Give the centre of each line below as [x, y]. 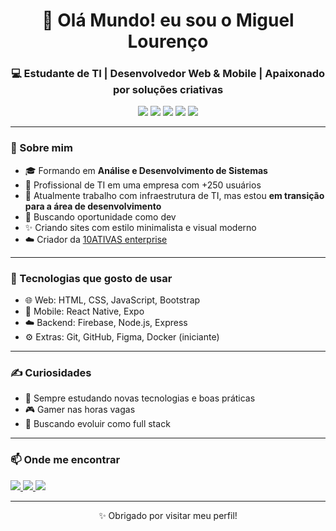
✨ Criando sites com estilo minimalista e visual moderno [140, 227]
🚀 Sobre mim [41, 148]
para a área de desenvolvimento [93, 206]
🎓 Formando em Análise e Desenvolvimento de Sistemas [146, 170]
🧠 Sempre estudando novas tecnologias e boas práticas [140, 398]
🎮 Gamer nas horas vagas [80, 410]
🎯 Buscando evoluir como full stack [97, 424]
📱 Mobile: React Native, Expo [84, 311]
